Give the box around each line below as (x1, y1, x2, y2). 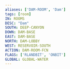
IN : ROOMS (5, 16, 25, 21)
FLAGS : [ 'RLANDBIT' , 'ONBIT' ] (5, 52, 66, 57)
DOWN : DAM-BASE (5, 30, 36, 34)
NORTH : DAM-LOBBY (5, 39, 40, 44)
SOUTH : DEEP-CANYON (5, 25, 44, 30)
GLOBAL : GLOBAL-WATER (5, 57, 49, 62)
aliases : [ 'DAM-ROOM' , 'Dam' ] (5, 7, 66, 12)
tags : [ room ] (5, 12, 31, 17)
